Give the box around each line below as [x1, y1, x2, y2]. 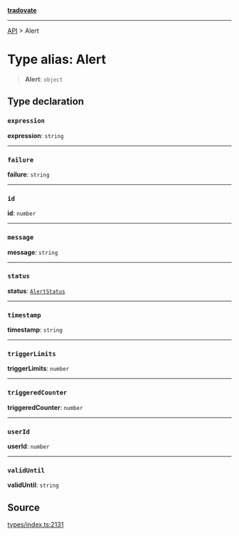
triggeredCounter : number [7, 403, 83, 411]
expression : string [7, 131, 64, 140]
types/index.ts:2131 [7, 520, 64, 529]
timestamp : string [7, 325, 63, 334]
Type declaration [7, 95, 84, 107]
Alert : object [24, 75, 63, 83]
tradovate [7, 6, 37, 14]
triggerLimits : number [7, 364, 70, 373]
